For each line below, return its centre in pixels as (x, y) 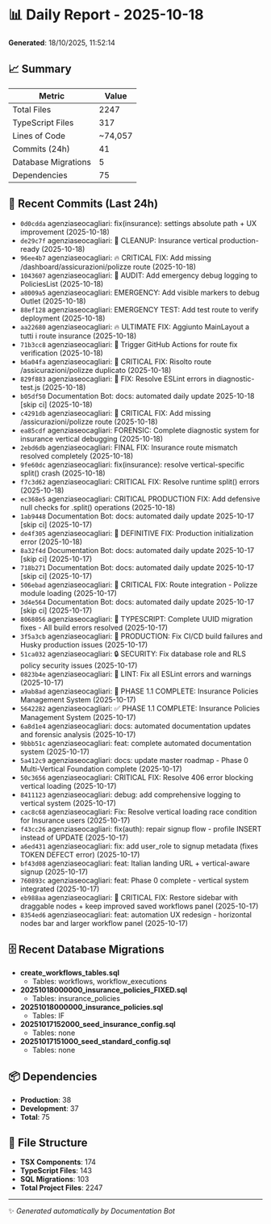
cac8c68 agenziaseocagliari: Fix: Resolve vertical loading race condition (138, 811)
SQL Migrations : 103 (54, 1179)
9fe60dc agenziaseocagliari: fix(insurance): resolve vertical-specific (132, 464)
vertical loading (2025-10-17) (68, 786)
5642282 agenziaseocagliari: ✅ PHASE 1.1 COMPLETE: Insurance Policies (140, 708)
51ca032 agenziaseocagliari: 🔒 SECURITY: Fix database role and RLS (133, 653)
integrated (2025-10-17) (60, 889)
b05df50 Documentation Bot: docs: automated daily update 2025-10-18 (137, 396)
